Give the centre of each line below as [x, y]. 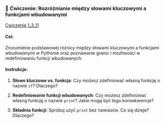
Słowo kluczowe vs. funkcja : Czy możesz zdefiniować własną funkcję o [86, 80]
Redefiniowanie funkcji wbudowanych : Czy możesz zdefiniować [79, 95]
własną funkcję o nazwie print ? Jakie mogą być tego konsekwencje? [83, 100]
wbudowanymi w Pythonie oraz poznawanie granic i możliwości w [73, 53]
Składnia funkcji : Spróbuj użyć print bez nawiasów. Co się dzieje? [81, 110]
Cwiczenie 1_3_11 [22, 25]
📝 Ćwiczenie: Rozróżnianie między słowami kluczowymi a [76, 8]
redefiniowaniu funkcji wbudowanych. [44, 58]
